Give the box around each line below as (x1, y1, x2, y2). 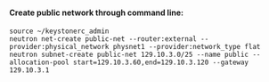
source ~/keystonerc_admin (9, 27, 110, 36)
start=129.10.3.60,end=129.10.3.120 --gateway (72, 58, 249, 67)
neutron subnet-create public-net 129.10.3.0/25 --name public (9, 50, 249, 60)
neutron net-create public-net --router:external (9, 35, 198, 44)
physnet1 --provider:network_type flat (112, 43, 261, 52)
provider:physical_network (9, 43, 110, 52)
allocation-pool (9, 58, 69, 67)
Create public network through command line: (9, 7, 184, 18)
